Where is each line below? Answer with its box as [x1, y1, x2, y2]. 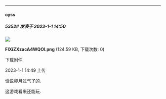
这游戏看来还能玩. [5, 88, 41, 94]
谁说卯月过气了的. [5, 78, 41, 84]
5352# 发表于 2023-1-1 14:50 [5, 23, 66, 30]
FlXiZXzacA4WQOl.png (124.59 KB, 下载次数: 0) [5, 46, 105, 52]
